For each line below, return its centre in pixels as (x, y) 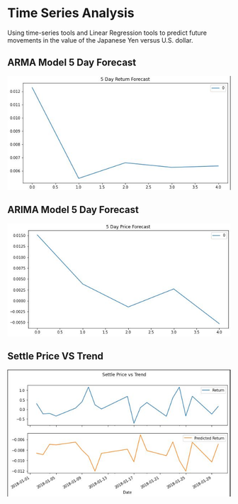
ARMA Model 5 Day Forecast (72, 63)
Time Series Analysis (71, 13)
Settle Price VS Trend (56, 356)
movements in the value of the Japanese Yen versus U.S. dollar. (100, 40)
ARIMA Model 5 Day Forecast (73, 210)
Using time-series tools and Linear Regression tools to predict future (107, 33)
